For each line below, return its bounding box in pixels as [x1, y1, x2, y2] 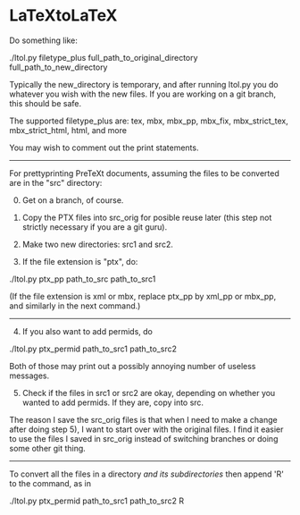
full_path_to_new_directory [9, 62, 108, 72]
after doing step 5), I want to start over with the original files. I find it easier [9, 424, 284, 435]
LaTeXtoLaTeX [9, 5, 118, 26]
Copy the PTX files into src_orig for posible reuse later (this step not [21, 212, 272, 223]
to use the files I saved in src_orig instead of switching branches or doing [9, 433, 279, 443]
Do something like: [9, 35, 79, 46]
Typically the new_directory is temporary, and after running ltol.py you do [9, 79, 279, 89]
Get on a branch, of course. [21, 194, 124, 206]
